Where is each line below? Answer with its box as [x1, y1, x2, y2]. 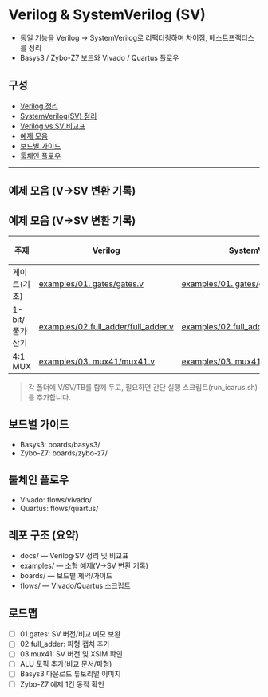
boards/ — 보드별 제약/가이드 [19, 571, 113, 581]
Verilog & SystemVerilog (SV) [8, 6, 206, 24]
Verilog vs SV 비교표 [19, 121, 86, 131]
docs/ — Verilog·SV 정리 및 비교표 [19, 551, 129, 561]
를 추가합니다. [27, 392, 72, 402]
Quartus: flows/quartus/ [19, 503, 99, 513]
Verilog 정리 [19, 101, 58, 111]
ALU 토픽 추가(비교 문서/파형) [19, 660, 112, 669]
